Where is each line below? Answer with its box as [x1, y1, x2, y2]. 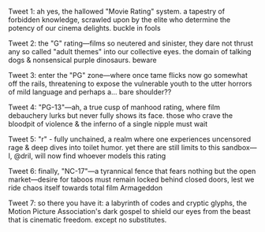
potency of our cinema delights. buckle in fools [8, 24, 161, 32]
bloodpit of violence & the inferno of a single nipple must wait [8, 120, 207, 128]
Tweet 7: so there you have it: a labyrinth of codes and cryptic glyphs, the [8, 198, 247, 208]
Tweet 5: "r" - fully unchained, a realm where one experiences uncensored [8, 134, 252, 144]
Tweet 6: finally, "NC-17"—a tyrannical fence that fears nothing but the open [8, 167, 256, 175]
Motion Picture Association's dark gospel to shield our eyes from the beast [8, 207, 251, 215]
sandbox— [222, 143, 257, 152]
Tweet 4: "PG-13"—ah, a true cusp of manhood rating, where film [8, 102, 221, 112]
